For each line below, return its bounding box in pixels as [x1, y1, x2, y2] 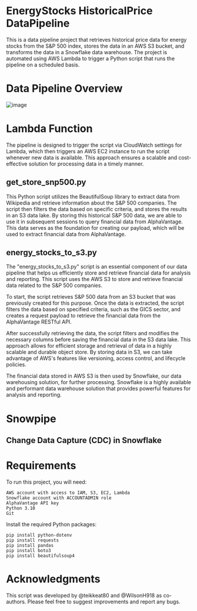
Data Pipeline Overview [6, 82, 123, 95]
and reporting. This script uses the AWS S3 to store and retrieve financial [6, 276, 183, 283]
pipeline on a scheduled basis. [6, 61, 80, 68]
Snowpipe [6, 412, 56, 425]
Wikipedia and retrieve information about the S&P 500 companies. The [6, 199, 177, 206]
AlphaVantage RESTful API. [6, 318, 72, 325]
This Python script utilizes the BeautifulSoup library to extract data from [6, 193, 180, 200]
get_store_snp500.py [6, 177, 86, 187]
